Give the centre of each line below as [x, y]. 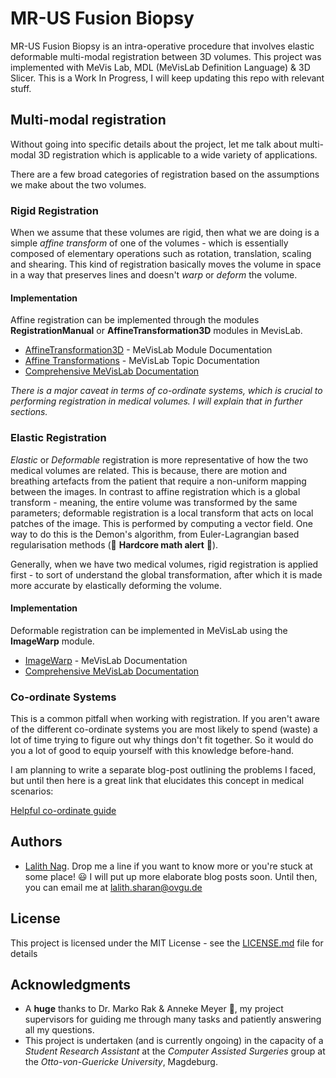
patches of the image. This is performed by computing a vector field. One [161, 523]
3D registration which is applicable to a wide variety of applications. [178, 154]
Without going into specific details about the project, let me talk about [154, 144]
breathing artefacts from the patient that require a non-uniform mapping [158, 481]
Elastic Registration [58, 438]
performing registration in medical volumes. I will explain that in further [156, 401]
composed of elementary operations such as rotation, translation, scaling [161, 254]
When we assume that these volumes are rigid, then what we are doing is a [165, 233]
